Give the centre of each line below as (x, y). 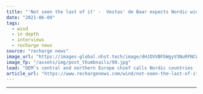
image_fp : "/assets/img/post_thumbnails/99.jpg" (69, 62)
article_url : (23, 74)
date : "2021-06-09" (31, 17)
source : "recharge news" (37, 51)
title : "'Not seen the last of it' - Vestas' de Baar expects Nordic (97, 12)
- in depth (25, 34)
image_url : (20, 57)
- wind (20, 29)
